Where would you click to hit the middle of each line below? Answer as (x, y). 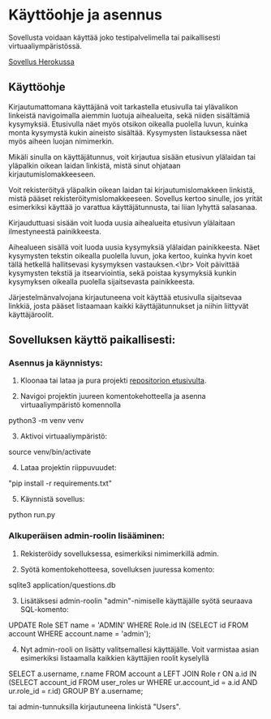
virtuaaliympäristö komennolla (71, 405)
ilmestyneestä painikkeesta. (55, 231)
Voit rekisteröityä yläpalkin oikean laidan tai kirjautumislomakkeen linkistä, (132, 190)
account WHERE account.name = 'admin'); (80, 633)
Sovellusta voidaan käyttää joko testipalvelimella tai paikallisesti (114, 37)
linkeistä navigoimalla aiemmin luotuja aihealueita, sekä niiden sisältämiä (129, 115)
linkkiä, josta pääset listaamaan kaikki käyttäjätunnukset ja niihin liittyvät (129, 306)
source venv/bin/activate (50, 452)
